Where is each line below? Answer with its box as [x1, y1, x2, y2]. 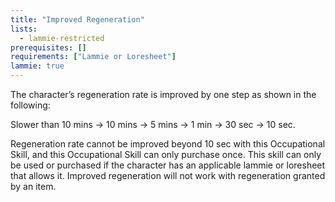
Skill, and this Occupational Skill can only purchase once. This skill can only [10, 149, 322, 160]
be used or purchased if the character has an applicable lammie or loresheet [10, 159, 326, 171]
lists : [10, 24, 38, 34]
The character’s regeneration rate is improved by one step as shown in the [10, 89, 317, 100]
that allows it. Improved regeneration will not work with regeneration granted [10, 170, 326, 181]
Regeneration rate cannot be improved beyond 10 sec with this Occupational [10, 138, 326, 150]
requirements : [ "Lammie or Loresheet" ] [10, 52, 177, 62]
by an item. [10, 181, 57, 192]
